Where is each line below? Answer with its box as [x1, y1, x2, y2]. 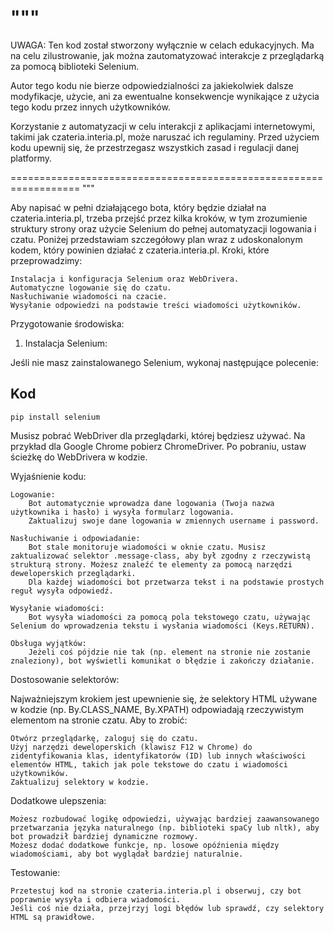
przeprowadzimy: [10, 254, 83, 266]
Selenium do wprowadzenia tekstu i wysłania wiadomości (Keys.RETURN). [10, 621, 315, 631]
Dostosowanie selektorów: [10, 673, 120, 685]
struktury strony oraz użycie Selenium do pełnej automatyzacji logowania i [10, 222, 317, 235]
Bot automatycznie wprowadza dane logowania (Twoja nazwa [28, 498, 275, 508]
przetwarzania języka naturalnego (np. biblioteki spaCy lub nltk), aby [10, 822, 320, 833]
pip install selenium [10, 412, 101, 422]
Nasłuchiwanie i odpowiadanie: [10, 533, 141, 543]
